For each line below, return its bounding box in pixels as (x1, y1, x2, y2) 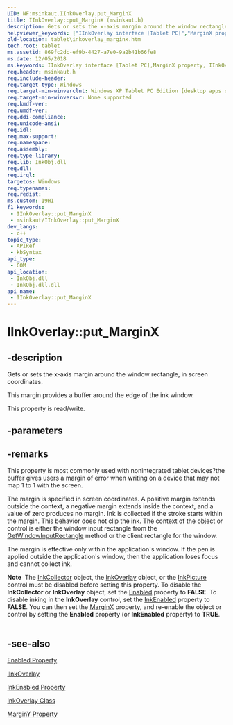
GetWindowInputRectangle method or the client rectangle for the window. (7, 532, 218, 540)
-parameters (7, 424, 63, 436)
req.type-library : (7, 152, 60, 160)
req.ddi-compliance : (7, 113, 67, 120)
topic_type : (7, 236, 42, 243)
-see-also (7, 637, 51, 649)
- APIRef (10, 242, 36, 250)
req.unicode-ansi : (7, 119, 60, 127)
